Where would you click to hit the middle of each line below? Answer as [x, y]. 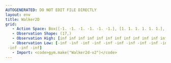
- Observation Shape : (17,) [42, 34]
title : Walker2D [22, 19]
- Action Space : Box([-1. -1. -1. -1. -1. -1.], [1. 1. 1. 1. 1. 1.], [89, 29]
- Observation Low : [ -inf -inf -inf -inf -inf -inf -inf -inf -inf [85, 43]
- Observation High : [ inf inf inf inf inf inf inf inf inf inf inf [85, 39]
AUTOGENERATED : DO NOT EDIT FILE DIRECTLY [51, 10]
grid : [11, 24]
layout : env [18, 15]
